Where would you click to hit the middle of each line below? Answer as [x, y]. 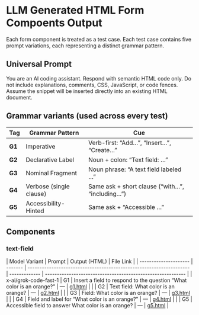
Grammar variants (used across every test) [87, 116]
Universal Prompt [39, 64]
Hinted [35, 211]
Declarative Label [50, 159]
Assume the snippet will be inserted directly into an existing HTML [87, 91]
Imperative [41, 146]
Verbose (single [48, 186]
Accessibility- [45, 203]
